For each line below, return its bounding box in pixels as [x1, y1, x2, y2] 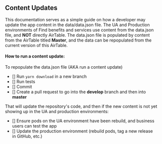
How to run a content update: [5, 53, 65, 59]
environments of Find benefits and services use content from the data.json [5, 27, 154, 33]
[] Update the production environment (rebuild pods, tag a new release [12, 128, 153, 134]
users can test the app [12, 123, 57, 129]
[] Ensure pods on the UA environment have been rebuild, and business [12, 118, 155, 124]
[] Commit [12, 84, 32, 90]
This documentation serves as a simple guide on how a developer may [5, 16, 146, 22]
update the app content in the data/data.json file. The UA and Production [5, 22, 150, 28]
